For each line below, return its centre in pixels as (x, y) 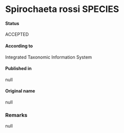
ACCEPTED (17, 34)
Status (12, 23)
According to (19, 45)
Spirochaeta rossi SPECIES (62, 9)
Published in (18, 68)
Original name (20, 91)
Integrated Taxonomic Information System (48, 57)
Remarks (16, 115)
